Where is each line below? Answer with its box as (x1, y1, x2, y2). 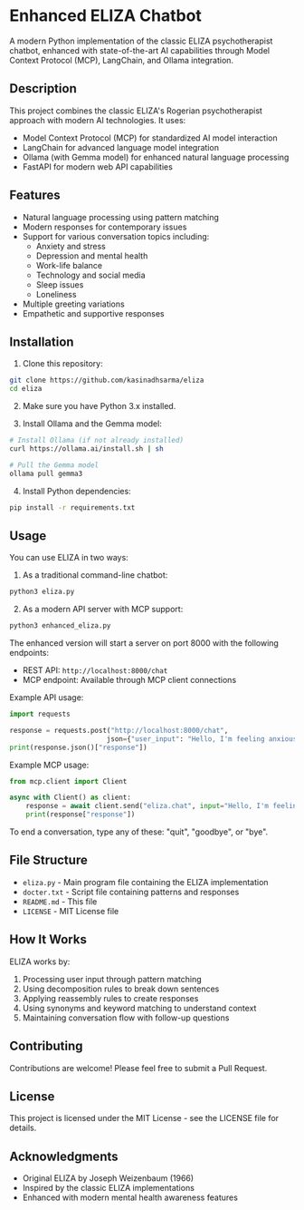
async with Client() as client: (9, 793, 131, 803)
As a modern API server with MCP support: (22, 604, 184, 615)
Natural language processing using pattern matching (22, 211, 219, 222)
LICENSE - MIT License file (22, 905, 119, 916)
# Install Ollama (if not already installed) (9, 436, 184, 445)
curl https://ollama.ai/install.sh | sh (9, 444, 165, 454)
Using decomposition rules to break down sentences (22, 983, 220, 994)
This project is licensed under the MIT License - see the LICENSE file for (9, 1113, 279, 1124)
